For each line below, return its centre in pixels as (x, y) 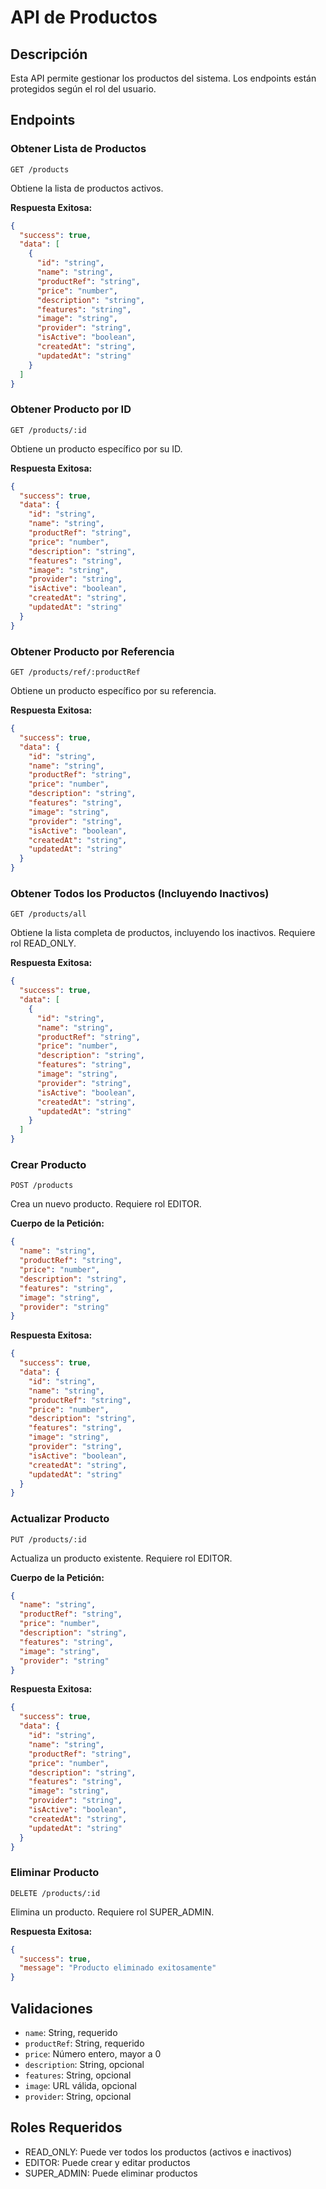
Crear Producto (48, 1164)
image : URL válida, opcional (80, 2086)
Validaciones (51, 2008)
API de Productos (84, 17)
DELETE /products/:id (55, 1893)
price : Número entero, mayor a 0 (93, 2054)
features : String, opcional (78, 2075)
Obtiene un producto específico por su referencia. (113, 691)
